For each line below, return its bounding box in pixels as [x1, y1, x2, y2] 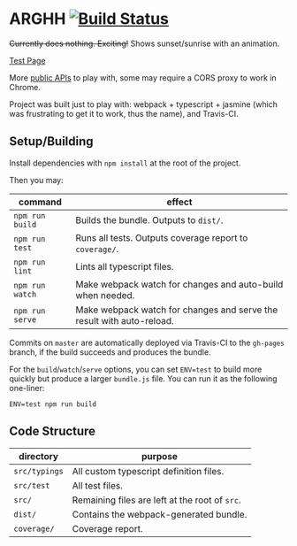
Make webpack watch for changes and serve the [74, 304, 278, 316]
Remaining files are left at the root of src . [72, 494, 241, 506]
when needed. [74, 288, 135, 301]
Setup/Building [9, 134, 95, 150]
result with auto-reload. [74, 314, 174, 327]
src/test [13, 481, 50, 490]
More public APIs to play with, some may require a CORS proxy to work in [9, 72, 277, 83]
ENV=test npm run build [9, 399, 97, 409]
